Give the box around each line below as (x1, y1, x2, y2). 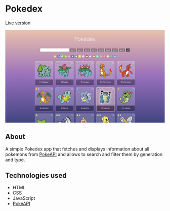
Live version (5, 20, 31, 26)
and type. (5, 156, 25, 163)
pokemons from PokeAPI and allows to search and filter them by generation (5, 151, 163, 157)
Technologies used (5, 171, 67, 180)
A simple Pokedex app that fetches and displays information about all (5, 146, 149, 152)
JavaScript (12, 195, 35, 201)
